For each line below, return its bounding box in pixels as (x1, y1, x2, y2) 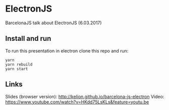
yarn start (5, 66, 28, 71)
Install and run (5, 34, 51, 43)
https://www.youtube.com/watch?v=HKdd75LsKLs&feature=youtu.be (5, 99, 149, 105)
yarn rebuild (5, 62, 33, 67)
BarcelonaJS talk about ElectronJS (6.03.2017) (5, 20, 102, 26)
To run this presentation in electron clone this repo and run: (5, 47, 129, 53)
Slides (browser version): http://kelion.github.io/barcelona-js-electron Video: (5, 93, 164, 99)
